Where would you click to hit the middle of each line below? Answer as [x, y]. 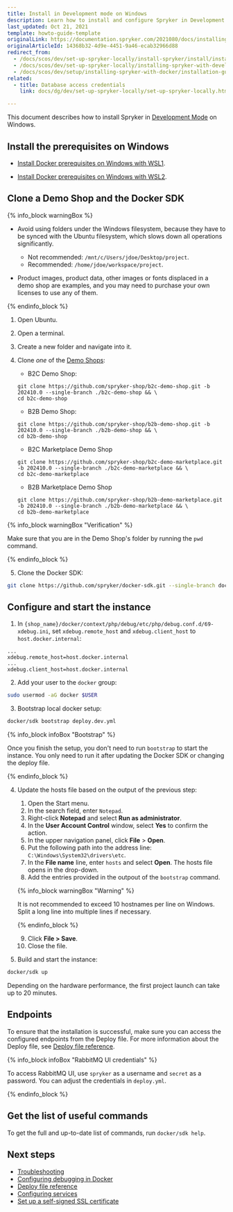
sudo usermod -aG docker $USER [52, 695]
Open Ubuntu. [37, 319]
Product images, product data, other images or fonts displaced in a [113, 278]
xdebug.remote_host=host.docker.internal [68, 657]
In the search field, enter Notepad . [75, 811]
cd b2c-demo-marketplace [53, 474]
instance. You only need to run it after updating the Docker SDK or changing [116, 756]
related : [20, 78]
